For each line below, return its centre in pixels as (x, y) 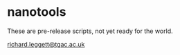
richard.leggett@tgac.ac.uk (46, 44)
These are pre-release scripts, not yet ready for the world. (90, 31)
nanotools (37, 12)
